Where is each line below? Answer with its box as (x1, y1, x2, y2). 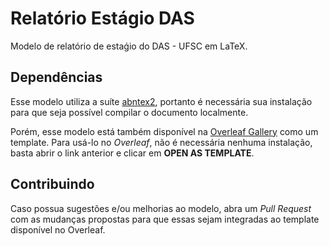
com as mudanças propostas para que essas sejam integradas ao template (10, 213, 320, 225)
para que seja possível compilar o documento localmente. (10, 106, 249, 118)
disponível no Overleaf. (10, 223, 106, 236)
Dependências (10, 69, 103, 86)
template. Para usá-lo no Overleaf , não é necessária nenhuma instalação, (10, 136, 313, 148)
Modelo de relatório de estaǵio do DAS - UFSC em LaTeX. (10, 40, 248, 52)
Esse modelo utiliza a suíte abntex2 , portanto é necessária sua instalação (10, 95, 313, 107)
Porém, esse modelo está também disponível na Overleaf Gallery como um (10, 125, 319, 137)
